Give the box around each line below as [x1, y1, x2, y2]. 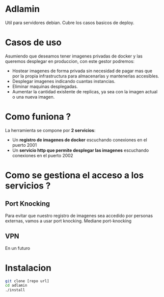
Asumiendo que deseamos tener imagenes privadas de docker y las [5, 53, 143, 59]
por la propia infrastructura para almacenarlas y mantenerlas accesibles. [12, 73, 160, 79]
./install [5, 288, 26, 293]
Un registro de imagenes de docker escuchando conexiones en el [12, 136, 147, 143]
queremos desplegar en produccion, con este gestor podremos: [5, 58, 135, 64]
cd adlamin [5, 283, 27, 288]
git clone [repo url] [5, 278, 50, 283]
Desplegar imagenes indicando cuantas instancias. [12, 78, 115, 84]
